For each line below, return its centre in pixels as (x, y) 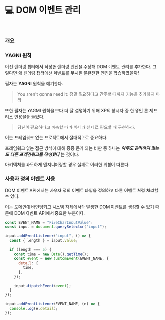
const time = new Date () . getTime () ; (52, 254)
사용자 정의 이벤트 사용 (30, 179)
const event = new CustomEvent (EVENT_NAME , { (61, 258)
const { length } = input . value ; (44, 241)
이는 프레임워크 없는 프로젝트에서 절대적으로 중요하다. (56, 138)
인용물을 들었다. (29, 117)
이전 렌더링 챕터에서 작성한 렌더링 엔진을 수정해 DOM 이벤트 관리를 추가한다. (78, 67)
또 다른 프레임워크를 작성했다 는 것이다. (42, 154)
